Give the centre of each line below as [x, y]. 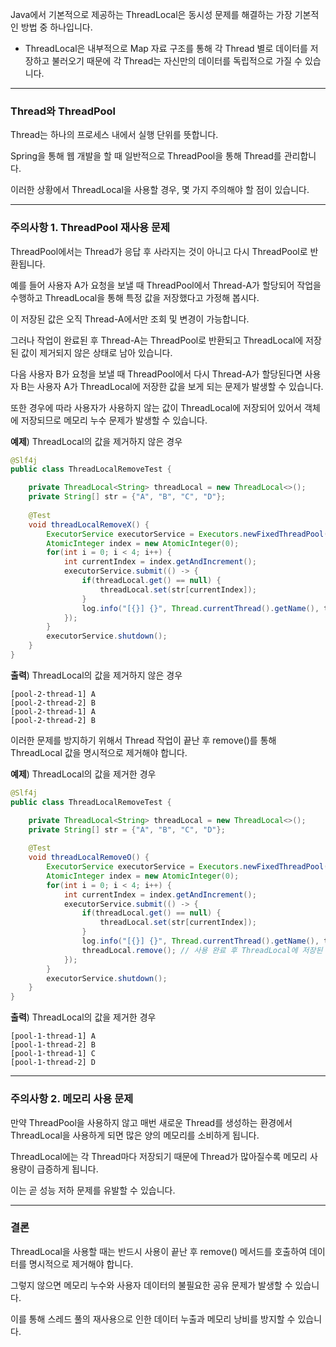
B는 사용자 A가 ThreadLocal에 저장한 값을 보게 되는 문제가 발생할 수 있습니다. [172, 386]
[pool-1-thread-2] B [53, 1045]
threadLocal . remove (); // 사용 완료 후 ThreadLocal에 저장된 [202, 950]
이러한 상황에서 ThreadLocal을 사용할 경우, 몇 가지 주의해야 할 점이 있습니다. [160, 190]
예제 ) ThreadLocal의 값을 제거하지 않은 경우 [96, 441]
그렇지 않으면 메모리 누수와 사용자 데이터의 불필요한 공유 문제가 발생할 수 [151, 1285]
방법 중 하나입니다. [56, 27]
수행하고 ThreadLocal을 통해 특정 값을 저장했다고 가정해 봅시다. [135, 297]
